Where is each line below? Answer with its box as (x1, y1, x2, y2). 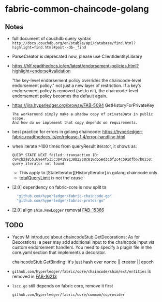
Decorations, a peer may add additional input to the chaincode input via (12, 239, 155, 245)
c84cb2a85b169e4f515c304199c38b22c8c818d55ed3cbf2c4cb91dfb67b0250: (12, 157, 153, 162)
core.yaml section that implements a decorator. (12, 249, 106, 255)
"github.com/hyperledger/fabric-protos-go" (16, 198, 105, 203)
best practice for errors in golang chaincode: (12, 129, 102, 134)
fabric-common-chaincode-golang (5, 3, 149, 15)
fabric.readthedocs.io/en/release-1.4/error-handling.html (12, 134, 126, 139)
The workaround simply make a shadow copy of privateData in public (12, 112, 153, 117)
